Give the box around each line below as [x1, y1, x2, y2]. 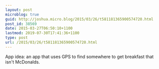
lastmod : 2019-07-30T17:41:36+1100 [5, 30, 80, 35]
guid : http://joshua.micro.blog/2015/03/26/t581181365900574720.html [5, 16, 154, 21]
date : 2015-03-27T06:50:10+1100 [5, 26, 73, 31]
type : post [5, 35, 28, 40]
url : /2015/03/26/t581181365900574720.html [5, 40, 98, 45]
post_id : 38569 [5, 21, 37, 26]
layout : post [5, 7, 33, 12]
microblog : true [5, 12, 39, 17]
